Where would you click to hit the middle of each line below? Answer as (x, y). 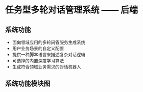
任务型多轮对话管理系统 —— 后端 (71, 10)
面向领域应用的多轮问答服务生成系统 (49, 42)
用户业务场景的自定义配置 (38, 48)
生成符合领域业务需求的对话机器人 (47, 67)
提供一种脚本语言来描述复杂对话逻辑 (49, 55)
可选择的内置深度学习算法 (38, 61)
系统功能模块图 (28, 84)
